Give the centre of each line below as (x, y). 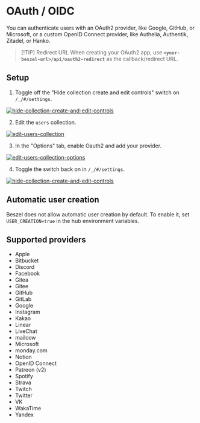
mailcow (25, 338)
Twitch (23, 389)
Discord (25, 267)
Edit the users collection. (45, 122)
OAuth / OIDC (40, 11)
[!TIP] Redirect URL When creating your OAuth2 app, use (92, 52)
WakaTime (28, 408)
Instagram (27, 312)
